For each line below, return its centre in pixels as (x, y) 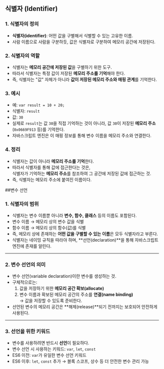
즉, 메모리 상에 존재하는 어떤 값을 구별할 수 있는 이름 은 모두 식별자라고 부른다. (85, 234)
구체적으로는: (25, 282)
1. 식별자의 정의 (22, 24)
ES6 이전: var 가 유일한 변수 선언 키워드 (49, 355)
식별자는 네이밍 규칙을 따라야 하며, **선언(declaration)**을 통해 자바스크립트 (85, 240)
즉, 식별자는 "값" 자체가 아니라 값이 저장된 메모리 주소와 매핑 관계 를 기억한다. (84, 79)
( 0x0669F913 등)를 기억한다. (38, 129)
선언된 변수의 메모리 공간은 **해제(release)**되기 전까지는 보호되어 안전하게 (85, 307)
